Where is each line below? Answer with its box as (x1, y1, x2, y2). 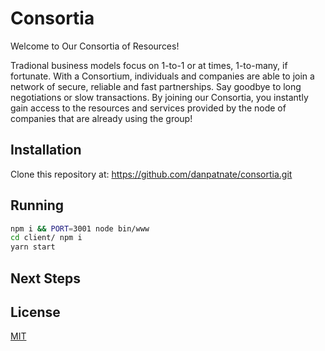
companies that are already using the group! (10, 112, 193, 124)
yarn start (10, 242, 56, 252)
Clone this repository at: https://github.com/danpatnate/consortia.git (10, 168, 293, 180)
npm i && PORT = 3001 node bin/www (10, 223, 150, 234)
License (10, 303, 61, 321)
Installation (10, 142, 82, 159)
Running (10, 197, 65, 214)
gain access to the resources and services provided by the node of (10, 102, 287, 114)
